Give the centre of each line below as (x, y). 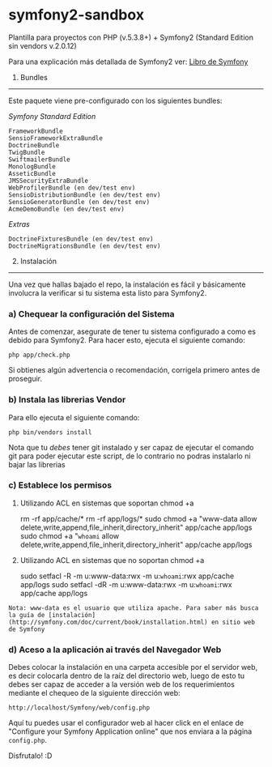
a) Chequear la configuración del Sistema (92, 313)
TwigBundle (27, 152)
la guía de (27, 615)
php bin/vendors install (50, 432)
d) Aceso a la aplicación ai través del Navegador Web (115, 650)
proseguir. (25, 379)
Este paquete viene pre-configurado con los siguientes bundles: (115, 100)
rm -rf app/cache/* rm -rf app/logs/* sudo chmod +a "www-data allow (138, 518)
